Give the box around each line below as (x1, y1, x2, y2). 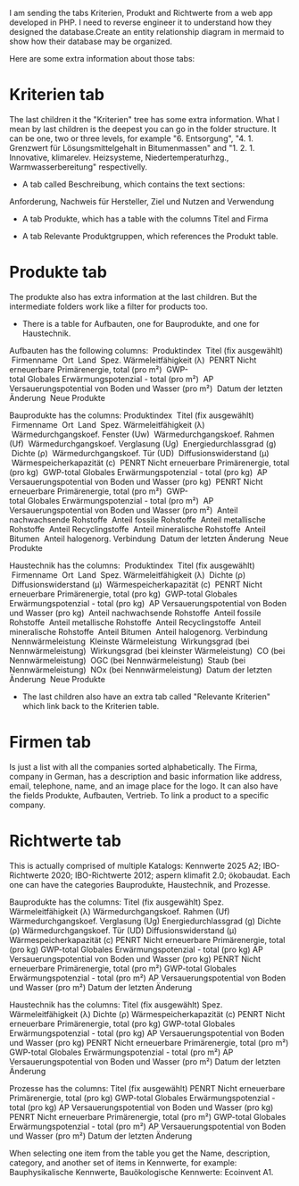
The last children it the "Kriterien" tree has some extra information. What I (9, 113, 279, 124)
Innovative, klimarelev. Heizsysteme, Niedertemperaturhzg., (9, 152, 229, 163)
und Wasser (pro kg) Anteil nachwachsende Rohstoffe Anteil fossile (9, 607, 262, 618)
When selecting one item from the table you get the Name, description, (9, 1148, 270, 1158)
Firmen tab (9, 732, 92, 753)
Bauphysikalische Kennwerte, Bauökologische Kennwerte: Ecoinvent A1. (9, 1166, 274, 1177)
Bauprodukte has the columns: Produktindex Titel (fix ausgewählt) (9, 410, 254, 421)
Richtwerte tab (9, 831, 122, 851)
